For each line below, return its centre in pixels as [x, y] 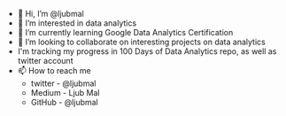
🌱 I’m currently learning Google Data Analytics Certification [125, 32]
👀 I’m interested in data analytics [77, 23]
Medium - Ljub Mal [65, 93]
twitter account [45, 61]
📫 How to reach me [54, 70]
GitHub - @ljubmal [65, 102]
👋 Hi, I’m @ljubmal [50, 14]
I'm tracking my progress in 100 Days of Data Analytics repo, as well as [147, 51]
